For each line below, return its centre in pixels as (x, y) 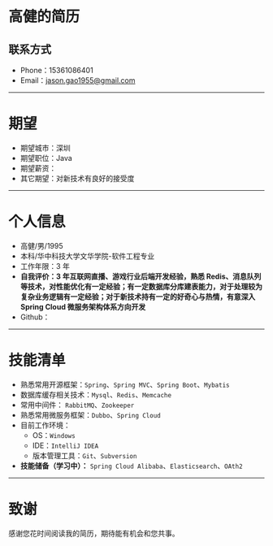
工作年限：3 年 (45, 266)
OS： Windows (54, 435)
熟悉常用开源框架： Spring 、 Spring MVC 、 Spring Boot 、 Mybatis (125, 384)
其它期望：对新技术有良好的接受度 (77, 178)
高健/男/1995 (41, 245)
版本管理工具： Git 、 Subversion (84, 455)
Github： (35, 317)
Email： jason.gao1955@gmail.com (78, 80)
